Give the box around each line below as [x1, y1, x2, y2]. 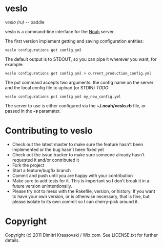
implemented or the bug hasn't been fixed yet [12, 147, 104, 152]
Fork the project [12, 162, 45, 168]
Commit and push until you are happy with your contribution [12, 173, 133, 178]
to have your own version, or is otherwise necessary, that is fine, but [12, 193, 150, 199]
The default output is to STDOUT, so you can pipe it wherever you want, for [5, 56, 157, 62]
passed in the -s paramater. [5, 108, 61, 114]
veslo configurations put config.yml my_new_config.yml [5, 94, 121, 99]
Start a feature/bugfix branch [12, 167, 71, 173]
